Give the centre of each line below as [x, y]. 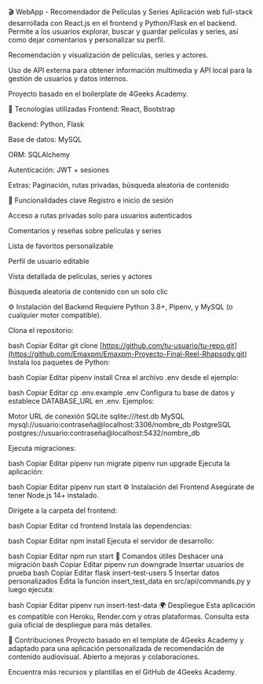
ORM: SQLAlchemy [39, 155]
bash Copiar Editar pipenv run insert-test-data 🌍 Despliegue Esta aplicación [132, 605]
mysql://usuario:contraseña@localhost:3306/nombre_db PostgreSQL [120, 424]
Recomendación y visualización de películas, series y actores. [108, 55]
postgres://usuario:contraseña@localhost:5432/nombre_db [104, 433]
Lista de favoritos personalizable [61, 246]
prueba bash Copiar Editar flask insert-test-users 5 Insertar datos [114, 573]
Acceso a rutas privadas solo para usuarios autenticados [100, 216]
